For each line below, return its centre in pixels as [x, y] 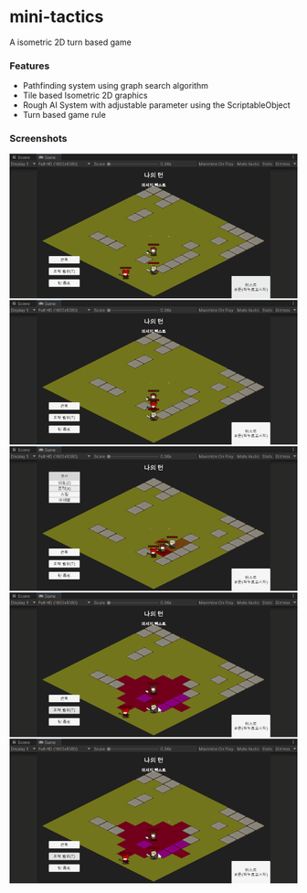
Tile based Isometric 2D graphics [85, 96]
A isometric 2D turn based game [71, 42]
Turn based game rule [64, 115]
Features [30, 66]
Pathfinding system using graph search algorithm [115, 86]
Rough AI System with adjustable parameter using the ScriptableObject [156, 105]
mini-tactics [57, 17]
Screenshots [38, 139]
